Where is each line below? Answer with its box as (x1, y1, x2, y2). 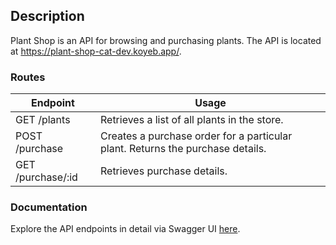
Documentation (10, 200, 88, 214)
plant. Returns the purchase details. (99, 142, 267, 156)
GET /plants (15, 113, 71, 127)
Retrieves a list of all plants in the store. (99, 113, 284, 127)
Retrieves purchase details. (99, 164, 228, 178)
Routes (10, 70, 46, 84)
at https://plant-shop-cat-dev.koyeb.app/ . (10, 45, 182, 57)
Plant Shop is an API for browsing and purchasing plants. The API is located (10, 34, 322, 46)
